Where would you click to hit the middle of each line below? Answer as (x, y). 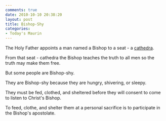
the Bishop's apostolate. (30, 113)
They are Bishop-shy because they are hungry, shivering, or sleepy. (76, 83)
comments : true (21, 10)
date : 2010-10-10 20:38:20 (34, 15)
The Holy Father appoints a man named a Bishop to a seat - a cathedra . (80, 48)
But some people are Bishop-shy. (40, 73)
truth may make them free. (33, 63)
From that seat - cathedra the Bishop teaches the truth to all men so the (80, 58)
